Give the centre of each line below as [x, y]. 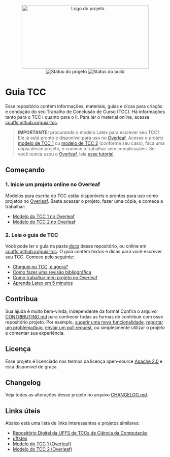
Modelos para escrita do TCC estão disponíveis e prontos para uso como [82, 196]
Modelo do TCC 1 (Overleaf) [42, 444]
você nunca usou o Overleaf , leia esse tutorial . [66, 154]
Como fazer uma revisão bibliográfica [52, 272]
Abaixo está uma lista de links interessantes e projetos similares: [73, 423]
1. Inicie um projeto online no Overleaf [53, 184]
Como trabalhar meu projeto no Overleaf [55, 277]
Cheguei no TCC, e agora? [40, 266]
